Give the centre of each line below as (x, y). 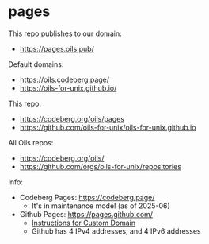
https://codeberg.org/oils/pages (72, 118)
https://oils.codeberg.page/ (64, 79)
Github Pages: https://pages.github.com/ (86, 214)
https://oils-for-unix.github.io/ (68, 88)
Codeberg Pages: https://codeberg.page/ (87, 197)
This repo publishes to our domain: (65, 33)
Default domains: (36, 64)
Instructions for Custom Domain (84, 223)
